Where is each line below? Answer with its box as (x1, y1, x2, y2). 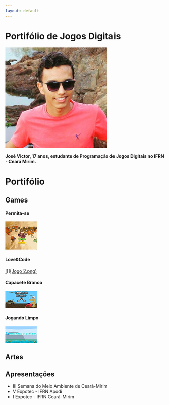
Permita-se (5, 210, 29, 216)
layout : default (5, 8, 39, 13)
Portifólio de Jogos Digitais (5, 30, 121, 42)
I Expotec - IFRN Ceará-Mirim (12, 394, 75, 400)
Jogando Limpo (5, 315, 39, 321)
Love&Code (5, 256, 30, 262)
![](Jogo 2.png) (5, 267, 37, 274)
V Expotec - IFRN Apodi (12, 388, 62, 395)
